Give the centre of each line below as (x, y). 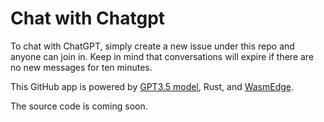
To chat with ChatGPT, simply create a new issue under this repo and (152, 46)
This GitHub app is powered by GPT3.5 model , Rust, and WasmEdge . (152, 86)
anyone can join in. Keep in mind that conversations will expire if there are (162, 56)
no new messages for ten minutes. (81, 67)
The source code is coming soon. (79, 106)
